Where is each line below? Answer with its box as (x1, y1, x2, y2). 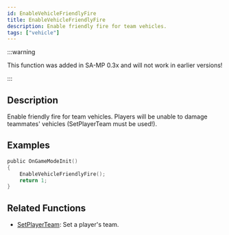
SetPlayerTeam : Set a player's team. (16, 221, 119, 229)
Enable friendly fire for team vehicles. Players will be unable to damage (7, 112, 208, 121)
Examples (7, 140, 50, 151)
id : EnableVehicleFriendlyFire (7, 10, 97, 17)
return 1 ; (19, 177, 48, 184)
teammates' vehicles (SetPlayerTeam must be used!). (7, 120, 158, 128)
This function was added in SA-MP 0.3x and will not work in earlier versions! (7, 61, 223, 69)
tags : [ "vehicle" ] (7, 29, 60, 36)
